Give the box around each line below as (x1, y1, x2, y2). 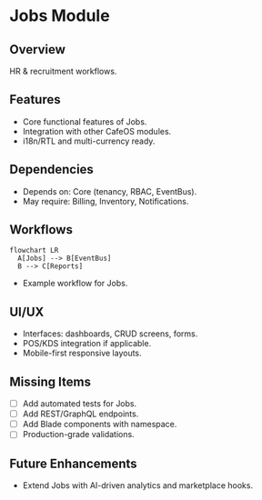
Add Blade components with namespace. (22, 419, 177, 430)
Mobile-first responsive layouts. (22, 347, 143, 359)
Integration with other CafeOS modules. (22, 125, 172, 136)
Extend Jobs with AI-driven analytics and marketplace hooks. (22, 480, 253, 491)
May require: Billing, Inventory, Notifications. (22, 195, 189, 206)
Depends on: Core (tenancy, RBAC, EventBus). (22, 185, 197, 196)
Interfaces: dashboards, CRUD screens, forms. (22, 328, 198, 339)
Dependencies (9, 162, 94, 177)
